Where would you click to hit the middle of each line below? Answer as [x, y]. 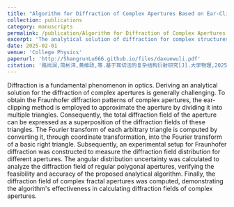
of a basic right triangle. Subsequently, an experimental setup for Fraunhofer [117, 144]
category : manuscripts [40, 26]
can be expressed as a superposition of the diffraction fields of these [106, 122]
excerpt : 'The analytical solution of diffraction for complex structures [118, 40]
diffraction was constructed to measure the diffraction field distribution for [114, 151]
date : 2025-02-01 [32, 46]
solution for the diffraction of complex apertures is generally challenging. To [116, 92]
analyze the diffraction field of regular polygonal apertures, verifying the [111, 166]
